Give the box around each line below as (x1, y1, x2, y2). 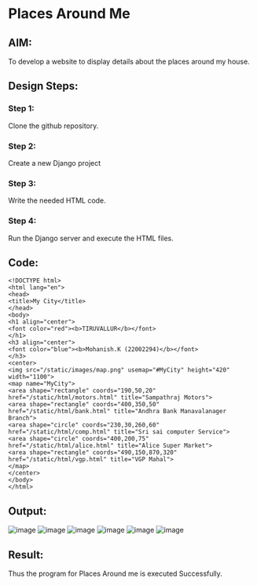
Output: (8, 504, 47, 518)
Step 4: (8, 215, 37, 226)
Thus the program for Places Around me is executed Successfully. (8, 569, 222, 578)
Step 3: (8, 178, 37, 189)
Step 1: (8, 103, 35, 114)
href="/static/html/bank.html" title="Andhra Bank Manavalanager (8, 408, 226, 416)
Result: (8, 548, 44, 562)
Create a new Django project (8, 158, 101, 167)
